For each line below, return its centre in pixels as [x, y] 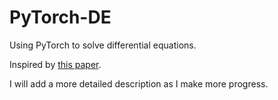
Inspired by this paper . [55, 64]
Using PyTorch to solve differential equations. [103, 45]
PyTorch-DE [60, 17]
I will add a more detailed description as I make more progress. [139, 83]
